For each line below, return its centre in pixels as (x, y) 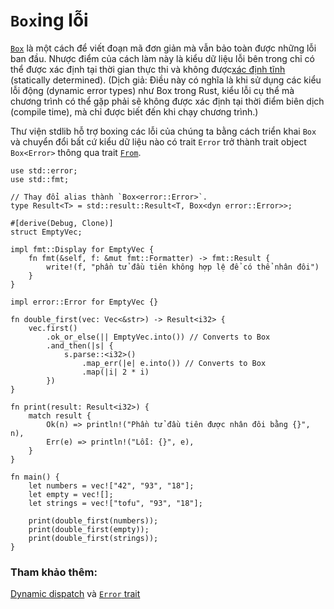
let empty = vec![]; (71, 494)
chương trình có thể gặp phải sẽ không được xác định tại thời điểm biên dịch (167, 101)
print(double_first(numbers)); (93, 520)
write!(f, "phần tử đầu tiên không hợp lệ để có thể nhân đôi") (183, 267)
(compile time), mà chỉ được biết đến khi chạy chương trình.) (134, 111)
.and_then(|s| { (80, 345)
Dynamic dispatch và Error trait (75, 594)
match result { (60, 415)
